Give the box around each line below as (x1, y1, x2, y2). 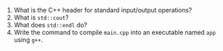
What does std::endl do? (13, 21, 88, 29)
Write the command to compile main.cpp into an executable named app (13, 28, 216, 36)
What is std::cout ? (13, 13, 69, 22)
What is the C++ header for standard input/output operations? (13, 6, 192, 14)
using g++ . (13, 36, 43, 44)
